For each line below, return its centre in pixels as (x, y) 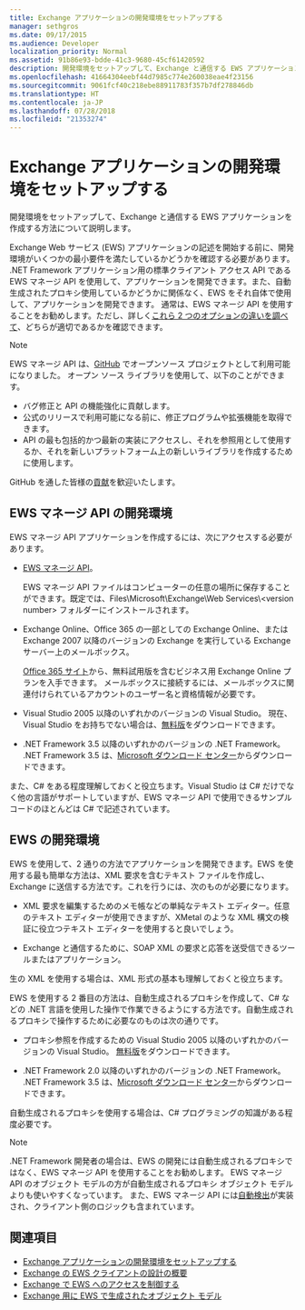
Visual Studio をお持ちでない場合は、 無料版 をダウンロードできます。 (151, 725)
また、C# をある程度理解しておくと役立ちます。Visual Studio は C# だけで (148, 785)
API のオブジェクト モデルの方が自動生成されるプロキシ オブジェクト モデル (152, 1184)
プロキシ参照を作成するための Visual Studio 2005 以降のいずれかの (148, 1040)
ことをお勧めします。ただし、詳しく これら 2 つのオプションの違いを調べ (152, 315)
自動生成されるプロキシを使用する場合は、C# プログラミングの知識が (139, 1112)
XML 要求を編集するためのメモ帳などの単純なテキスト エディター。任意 (156, 905)
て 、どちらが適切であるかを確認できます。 (89, 327)
